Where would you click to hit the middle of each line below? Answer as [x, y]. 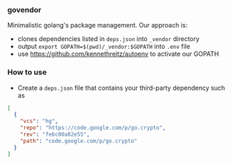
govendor [24, 10]
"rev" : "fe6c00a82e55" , [55, 135]
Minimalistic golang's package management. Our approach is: [98, 25]
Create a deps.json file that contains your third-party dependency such [121, 88]
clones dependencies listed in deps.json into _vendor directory [109, 39]
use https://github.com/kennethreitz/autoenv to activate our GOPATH [118, 54]
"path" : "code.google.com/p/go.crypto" [79, 141]
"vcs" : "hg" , [39, 122]
